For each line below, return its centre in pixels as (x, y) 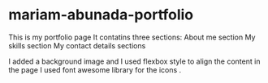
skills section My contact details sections (77, 45)
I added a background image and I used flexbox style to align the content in (134, 61)
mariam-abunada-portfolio (101, 15)
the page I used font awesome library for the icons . (95, 69)
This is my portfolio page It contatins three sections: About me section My (132, 37)
